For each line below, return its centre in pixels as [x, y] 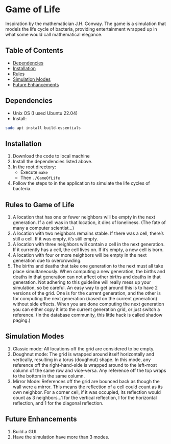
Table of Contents [34, 50]
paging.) [21, 320]
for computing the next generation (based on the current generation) [85, 299]
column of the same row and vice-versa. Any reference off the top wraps [89, 370]
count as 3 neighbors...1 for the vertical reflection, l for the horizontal [85, 397]
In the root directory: [34, 167]
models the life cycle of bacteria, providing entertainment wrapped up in [81, 29]
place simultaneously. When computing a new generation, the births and [89, 272]
